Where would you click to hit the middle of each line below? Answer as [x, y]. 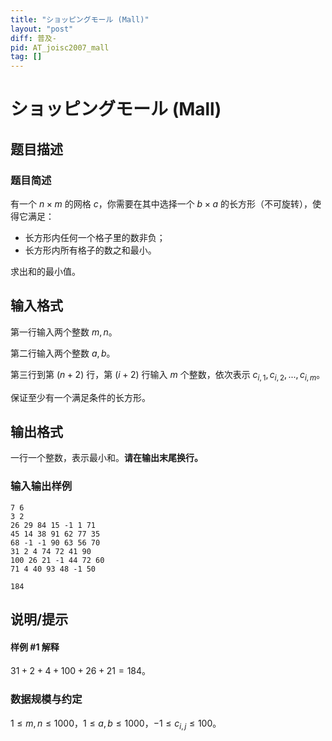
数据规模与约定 [46, 699]
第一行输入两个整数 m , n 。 [64, 332]
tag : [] [26, 57]
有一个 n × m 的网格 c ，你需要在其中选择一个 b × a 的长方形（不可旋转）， [161, 204]
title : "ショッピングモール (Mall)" [80, 19]
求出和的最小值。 [45, 271]
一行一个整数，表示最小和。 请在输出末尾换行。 [106, 458]
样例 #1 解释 [35, 647]
